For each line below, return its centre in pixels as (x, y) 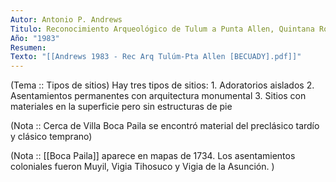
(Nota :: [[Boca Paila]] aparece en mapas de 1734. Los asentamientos (153, 156)
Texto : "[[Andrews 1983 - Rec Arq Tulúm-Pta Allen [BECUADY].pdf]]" (156, 57)
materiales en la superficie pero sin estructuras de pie (121, 107)
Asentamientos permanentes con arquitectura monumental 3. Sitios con (158, 96)
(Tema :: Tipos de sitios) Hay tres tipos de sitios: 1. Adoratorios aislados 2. (162, 85)
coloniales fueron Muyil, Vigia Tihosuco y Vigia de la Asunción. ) (142, 167)
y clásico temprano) (51, 137)
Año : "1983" (35, 38)
